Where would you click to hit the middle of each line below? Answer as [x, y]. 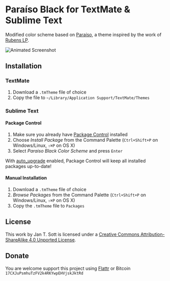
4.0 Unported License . [52, 239]
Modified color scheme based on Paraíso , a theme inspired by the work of [83, 34]
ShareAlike [17, 239]
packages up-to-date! [28, 166]
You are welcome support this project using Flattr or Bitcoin [68, 268]
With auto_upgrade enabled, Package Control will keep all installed [76, 161]
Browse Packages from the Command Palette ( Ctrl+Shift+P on [79, 195]
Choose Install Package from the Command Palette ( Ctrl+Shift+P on [85, 140]
